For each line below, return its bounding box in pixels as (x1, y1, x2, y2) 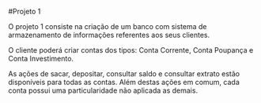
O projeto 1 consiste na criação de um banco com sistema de (8, 22, 207, 31)
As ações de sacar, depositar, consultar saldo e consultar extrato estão (8, 69, 240, 78)
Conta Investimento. (8, 54, 74, 63)
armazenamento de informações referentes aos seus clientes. (8, 31, 210, 39)
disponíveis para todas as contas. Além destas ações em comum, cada (8, 78, 240, 86)
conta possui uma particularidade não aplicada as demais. (8, 86, 199, 95)
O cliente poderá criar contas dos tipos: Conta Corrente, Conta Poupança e (8, 46, 254, 54)
